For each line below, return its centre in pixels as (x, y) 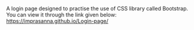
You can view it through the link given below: (61, 15)
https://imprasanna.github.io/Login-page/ (57, 21)
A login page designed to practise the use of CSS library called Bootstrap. (97, 9)
